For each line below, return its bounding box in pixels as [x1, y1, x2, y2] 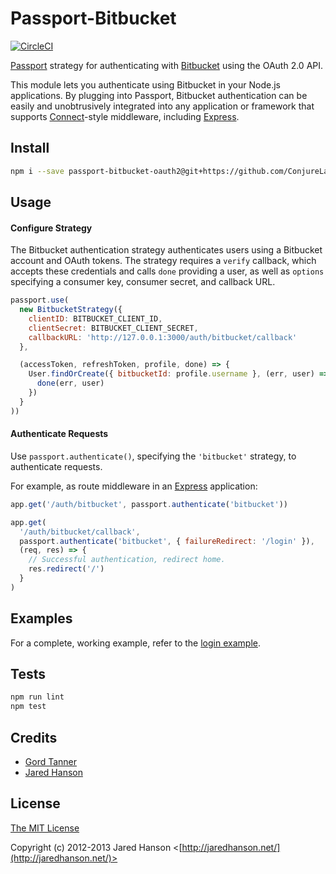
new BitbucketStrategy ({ [19, 305, 123, 315]
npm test [10, 702, 47, 712]
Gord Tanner [24, 755, 78, 767]
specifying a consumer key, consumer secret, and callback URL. [10, 276, 276, 288]
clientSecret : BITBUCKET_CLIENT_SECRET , [28, 323, 199, 333]
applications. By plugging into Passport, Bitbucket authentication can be [10, 89, 308, 101]
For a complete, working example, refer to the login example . [10, 637, 261, 649]
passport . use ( [10, 295, 70, 306]
